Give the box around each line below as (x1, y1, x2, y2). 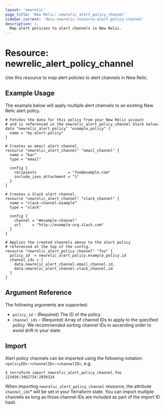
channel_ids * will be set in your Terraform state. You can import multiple (5, 388, 154, 394)
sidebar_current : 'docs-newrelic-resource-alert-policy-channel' (5, 16, 144, 21)
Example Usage (5, 89, 55, 97)
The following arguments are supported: (5, 301, 88, 307)
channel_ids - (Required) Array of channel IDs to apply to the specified (12, 316, 158, 322)
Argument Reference (5, 288, 72, 297)
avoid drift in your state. (12, 327, 61, 333)
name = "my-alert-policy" (9, 130, 64, 135)
